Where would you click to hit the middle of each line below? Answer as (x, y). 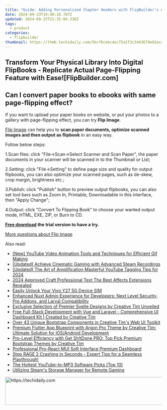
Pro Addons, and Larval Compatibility (50, 301)
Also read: (16, 244)
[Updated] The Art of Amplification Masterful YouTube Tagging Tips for (85, 269)
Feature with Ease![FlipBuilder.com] (62, 78)
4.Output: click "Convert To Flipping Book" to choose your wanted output (80, 209)
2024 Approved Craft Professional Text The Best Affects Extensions (82, 280)
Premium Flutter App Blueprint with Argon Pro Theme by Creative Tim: (84, 327)
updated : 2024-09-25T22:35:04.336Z (42, 19)
